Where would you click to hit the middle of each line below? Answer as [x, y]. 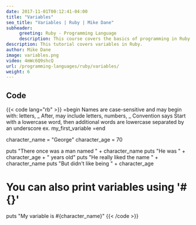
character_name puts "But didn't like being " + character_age [80, 164]
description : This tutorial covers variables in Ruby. [75, 45]
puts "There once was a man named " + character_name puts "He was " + [96, 151]
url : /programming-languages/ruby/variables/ [62, 66]
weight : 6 [18, 72]
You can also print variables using [90, 187]
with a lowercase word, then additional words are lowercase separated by [95, 122]
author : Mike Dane [28, 50]
